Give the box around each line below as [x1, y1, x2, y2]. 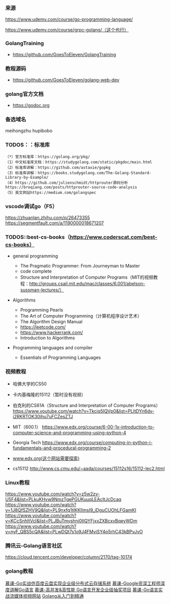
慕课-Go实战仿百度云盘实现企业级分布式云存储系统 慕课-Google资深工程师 [5, 580, 161, 586]
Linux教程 [5, 479, 30, 486]
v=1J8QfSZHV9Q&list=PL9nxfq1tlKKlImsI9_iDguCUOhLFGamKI [5, 507, 137, 513]
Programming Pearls [20, 307, 63, 313]
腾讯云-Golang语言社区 [5, 542, 62, 549]
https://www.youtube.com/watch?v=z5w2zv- [5, 491, 100, 497]
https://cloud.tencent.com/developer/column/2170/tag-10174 [5, 554, 132, 560]
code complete [20, 268, 52, 275]
